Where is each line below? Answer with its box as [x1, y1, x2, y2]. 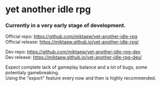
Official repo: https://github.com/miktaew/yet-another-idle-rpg [5, 33, 137, 39]
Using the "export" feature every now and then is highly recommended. [5, 75, 156, 81]
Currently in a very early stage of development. [5, 22, 126, 29]
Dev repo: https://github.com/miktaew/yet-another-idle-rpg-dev [5, 49, 141, 55]
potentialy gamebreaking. [5, 70, 59, 76]
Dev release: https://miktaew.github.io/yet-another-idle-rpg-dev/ [5, 54, 142, 60]
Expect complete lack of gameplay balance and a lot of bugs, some [5, 64, 148, 70]
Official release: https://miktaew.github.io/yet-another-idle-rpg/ [5, 39, 139, 45]
